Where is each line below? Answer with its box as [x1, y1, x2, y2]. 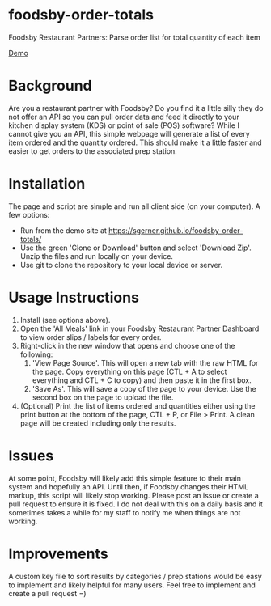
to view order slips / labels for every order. [19, 332, 162, 341]
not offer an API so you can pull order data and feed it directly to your [8, 112, 240, 121]
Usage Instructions [8, 289, 140, 307]
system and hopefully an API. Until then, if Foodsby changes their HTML [8, 481, 249, 491]
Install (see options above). [19, 315, 111, 324]
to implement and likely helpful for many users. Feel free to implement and [8, 580, 256, 590]
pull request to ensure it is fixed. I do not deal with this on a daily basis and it [8, 499, 263, 509]
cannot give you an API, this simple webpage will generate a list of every [8, 129, 251, 138]
